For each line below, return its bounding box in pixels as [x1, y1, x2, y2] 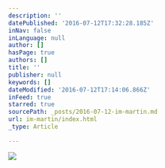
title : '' [8, 64, 41, 72]
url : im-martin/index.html [8, 115, 98, 123]
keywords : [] [8, 78, 52, 86]
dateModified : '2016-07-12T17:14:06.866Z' [8, 85, 151, 94]
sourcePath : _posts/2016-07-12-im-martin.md [8, 108, 158, 116]
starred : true [8, 100, 56, 108]
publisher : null [8, 71, 62, 79]
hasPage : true [8, 49, 56, 57]
